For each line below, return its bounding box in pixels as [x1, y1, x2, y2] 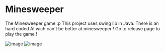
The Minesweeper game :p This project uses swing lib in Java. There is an [5, 20, 159, 26]
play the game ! [5, 31, 38, 37]
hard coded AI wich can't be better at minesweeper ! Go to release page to [5, 25, 160, 31]
